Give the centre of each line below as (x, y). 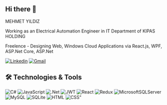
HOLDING (15, 36)
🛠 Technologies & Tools (44, 77)
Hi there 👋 (21, 9)
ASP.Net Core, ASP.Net (29, 51)
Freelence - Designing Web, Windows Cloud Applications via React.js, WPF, (84, 46)
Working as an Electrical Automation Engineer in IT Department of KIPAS (80, 31)
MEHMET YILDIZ (23, 21)
